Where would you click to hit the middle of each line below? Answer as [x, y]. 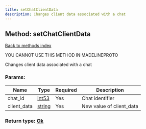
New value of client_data [110, 106]
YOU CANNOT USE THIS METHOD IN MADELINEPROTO [62, 55]
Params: [15, 77]
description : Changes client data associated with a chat [65, 14]
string [44, 106]
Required [66, 90]
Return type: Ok [24, 121]
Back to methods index [28, 46]
